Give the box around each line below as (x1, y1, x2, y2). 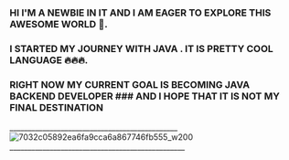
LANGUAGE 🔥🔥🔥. (9, 53, 89, 66)
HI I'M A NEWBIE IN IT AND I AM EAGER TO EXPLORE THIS (9, 6, 272, 19)
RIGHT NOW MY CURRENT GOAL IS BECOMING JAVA (9, 78, 250, 91)
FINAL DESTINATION (9, 101, 103, 113)
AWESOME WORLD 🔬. (9, 17, 108, 30)
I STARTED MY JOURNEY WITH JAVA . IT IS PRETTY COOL (9, 42, 274, 55)
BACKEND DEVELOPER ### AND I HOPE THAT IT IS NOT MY (9, 90, 281, 102)
